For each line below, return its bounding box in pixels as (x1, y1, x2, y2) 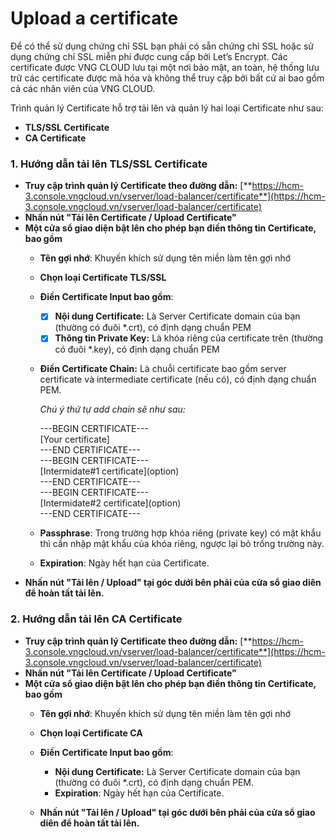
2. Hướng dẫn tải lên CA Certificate (10, 612, 183, 626)
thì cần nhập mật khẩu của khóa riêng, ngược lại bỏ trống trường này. (39, 538, 325, 550)
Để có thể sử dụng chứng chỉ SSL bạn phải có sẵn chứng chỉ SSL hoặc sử (10, 40, 314, 52)
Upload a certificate (10, 7, 179, 30)
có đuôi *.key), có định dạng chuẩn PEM (54, 343, 220, 356)
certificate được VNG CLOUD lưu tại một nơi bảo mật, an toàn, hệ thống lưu (10, 61, 320, 73)
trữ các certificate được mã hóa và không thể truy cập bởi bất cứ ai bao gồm (10, 72, 325, 84)
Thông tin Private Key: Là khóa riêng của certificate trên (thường (54, 332, 324, 344)
